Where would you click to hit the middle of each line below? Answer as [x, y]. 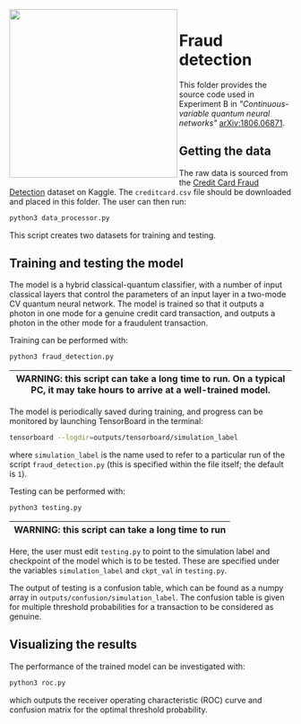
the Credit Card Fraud [219, 182]
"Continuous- [264, 103]
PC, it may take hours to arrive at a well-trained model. [150, 390]
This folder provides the [223, 84]
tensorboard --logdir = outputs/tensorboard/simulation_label [124, 438]
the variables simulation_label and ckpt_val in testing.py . [118, 570]
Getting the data [225, 151]
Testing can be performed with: [67, 491]
